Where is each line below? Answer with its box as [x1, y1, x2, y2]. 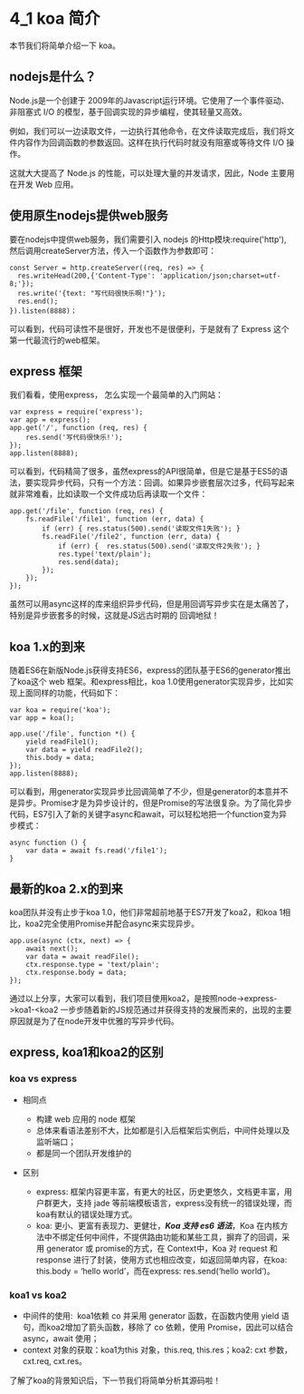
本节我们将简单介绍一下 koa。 [9, 40, 120, 51]
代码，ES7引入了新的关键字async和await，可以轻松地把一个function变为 [9, 809, 280, 820]
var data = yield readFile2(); [25, 746, 144, 755]
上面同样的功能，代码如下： [16, 687, 120, 698]
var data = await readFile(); [25, 952, 140, 961]
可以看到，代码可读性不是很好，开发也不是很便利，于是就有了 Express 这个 [9, 323, 290, 334]
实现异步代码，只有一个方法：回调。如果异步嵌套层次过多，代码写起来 [33, 477, 295, 488]
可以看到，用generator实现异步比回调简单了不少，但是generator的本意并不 [9, 786, 289, 797]
